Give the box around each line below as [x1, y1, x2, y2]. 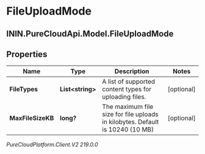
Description [114, 67, 149, 75]
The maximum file [102, 102, 154, 111]
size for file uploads [102, 110, 159, 119]
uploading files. [102, 93, 146, 101]
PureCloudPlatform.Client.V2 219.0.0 [6, 141, 99, 149]
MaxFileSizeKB [9, 114, 54, 122]
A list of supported [102, 77, 156, 86]
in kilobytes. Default [102, 117, 159, 126]
